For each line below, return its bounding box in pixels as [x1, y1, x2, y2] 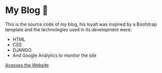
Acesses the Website [5, 62, 49, 68]
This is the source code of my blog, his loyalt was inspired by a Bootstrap [5, 21, 157, 27]
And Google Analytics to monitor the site [12, 52, 97, 58]
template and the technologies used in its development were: [5, 26, 132, 32]
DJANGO [12, 47, 32, 53]
